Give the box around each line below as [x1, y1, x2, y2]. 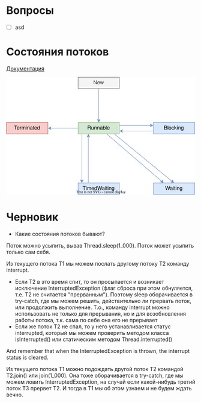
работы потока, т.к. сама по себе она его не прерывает [14, 317, 158, 324]
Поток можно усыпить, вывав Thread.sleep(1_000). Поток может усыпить [6, 242, 194, 249]
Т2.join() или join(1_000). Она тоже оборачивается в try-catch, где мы [6, 372, 184, 380]
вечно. [6, 391, 23, 398]
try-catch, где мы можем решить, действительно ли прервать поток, [14, 298, 192, 305]
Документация [6, 64, 45, 72]
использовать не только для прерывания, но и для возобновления [14, 310, 186, 317]
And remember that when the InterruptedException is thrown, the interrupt [6, 348, 190, 355]
